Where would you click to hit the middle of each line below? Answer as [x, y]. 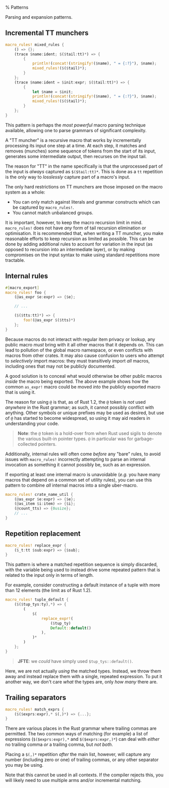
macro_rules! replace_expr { [36, 545]
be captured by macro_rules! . [43, 207]
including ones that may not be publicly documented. [61, 366]
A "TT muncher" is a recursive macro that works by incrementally [73, 140]
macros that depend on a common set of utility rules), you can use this [79, 480]
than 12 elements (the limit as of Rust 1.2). [48, 590]
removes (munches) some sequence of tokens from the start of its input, [81, 151]
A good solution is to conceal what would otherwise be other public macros [84, 376]
